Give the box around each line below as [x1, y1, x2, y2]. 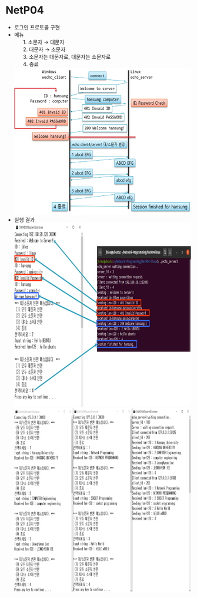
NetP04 [5, 4, 45, 17]
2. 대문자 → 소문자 [22, 45, 66, 53]
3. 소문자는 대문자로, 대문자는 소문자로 [22, 53, 111, 60]
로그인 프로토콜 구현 [14, 24, 60, 31]
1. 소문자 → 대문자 [22, 38, 65, 45]
